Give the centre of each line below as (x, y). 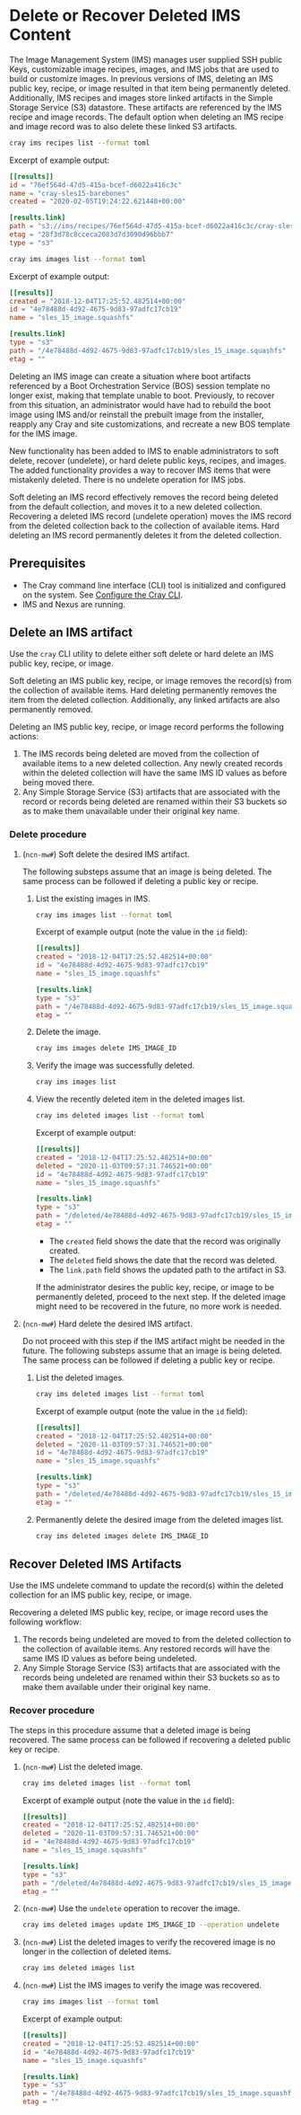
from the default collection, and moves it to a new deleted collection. (136, 506)
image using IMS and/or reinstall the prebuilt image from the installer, (137, 414)
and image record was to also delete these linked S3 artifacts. (123, 126)
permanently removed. (51, 710)
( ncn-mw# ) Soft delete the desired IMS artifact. (106, 854)
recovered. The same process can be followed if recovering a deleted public (150, 1739)
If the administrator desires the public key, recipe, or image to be (155, 1287)
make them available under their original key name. (116, 1687)
